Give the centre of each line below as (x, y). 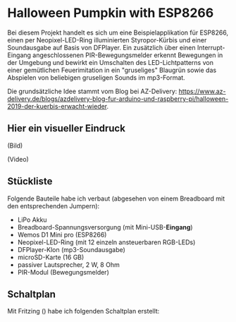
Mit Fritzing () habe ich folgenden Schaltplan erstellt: (83, 311)
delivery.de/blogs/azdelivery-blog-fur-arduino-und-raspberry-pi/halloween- (118, 99)
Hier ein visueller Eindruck (66, 129)
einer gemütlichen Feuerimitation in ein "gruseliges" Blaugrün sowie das (112, 70)
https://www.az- (202, 91)
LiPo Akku (32, 220)
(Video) (18, 159)
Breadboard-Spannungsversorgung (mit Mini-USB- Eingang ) (105, 227)
